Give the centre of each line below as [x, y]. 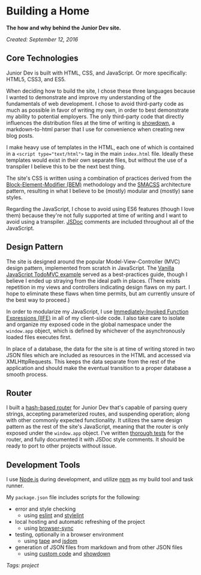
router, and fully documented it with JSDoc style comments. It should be [95, 440]
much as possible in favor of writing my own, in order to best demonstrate [97, 110]
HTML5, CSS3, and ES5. [36, 79]
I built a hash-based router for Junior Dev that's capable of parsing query [97, 408]
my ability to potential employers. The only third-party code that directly [95, 116]
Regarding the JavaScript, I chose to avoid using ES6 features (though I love [100, 209]
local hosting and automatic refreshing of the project [80, 522]
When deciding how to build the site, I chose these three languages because [101, 91]
